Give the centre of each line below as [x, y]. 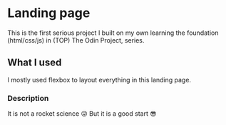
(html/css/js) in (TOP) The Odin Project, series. [76, 40]
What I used [35, 63]
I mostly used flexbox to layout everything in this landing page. [99, 80]
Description [28, 98]
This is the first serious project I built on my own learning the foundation [113, 33]
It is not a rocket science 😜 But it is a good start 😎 [82, 114]
